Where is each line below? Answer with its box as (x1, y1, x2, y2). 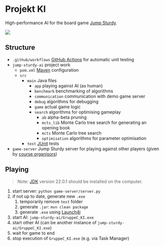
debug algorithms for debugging (34, 98, 99, 104)
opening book (41, 124, 70, 130)
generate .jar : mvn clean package (19, 204, 88, 209)
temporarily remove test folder (19, 199, 83, 205)
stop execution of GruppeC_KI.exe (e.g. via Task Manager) (12, 235, 129, 241)
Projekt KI (5, 3, 46, 15)
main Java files (27, 78, 57, 83)
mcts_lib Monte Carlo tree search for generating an (41, 120, 147, 125)
